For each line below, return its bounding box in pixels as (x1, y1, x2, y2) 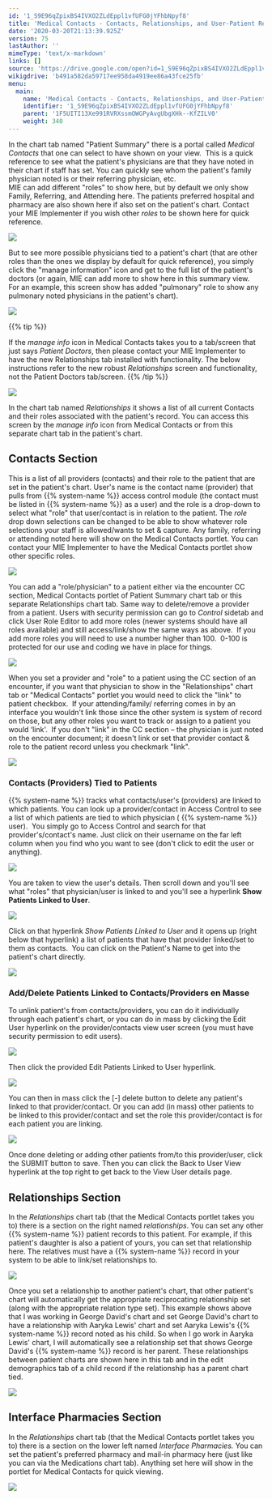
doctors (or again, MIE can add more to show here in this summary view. (8, 273, 250, 283)
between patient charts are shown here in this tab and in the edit (8, 1355, 224, 1365)
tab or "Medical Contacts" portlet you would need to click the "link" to (8, 690, 241, 700)
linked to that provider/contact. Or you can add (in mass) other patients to (8, 1102, 254, 1112)
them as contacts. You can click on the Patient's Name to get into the (8, 943, 241, 952)
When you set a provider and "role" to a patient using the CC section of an (8, 673, 257, 683)
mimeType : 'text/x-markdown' (8, 49, 107, 57)
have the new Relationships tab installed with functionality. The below (8, 354, 240, 364)
